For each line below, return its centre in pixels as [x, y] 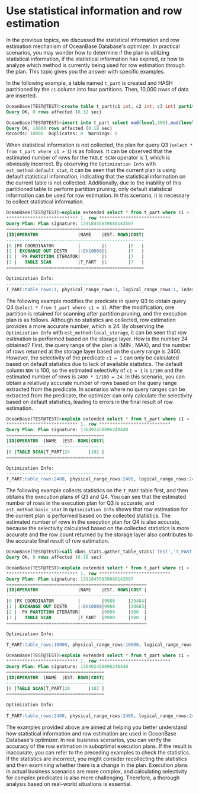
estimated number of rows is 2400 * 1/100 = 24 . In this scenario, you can [96, 376]
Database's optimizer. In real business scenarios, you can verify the [89, 740]
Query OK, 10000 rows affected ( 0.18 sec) [59, 128]
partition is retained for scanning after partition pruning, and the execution [97, 313]
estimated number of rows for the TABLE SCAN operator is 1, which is [88, 158]
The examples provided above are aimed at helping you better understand [97, 727]
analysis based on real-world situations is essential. [69, 784]
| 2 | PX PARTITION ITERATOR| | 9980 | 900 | [76, 612]
